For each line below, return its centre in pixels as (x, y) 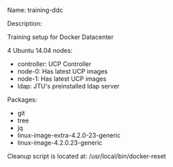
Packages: (22, 100)
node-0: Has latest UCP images (62, 71)
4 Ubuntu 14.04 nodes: (40, 50)
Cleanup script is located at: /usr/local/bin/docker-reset (87, 156)
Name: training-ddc (35, 10)
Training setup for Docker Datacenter (60, 37)
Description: (25, 23)
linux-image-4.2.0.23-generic (60, 143)
